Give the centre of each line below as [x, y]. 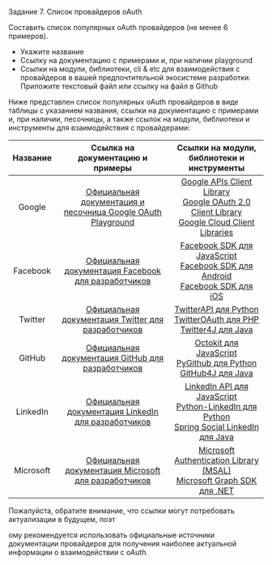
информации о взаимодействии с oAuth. [78, 552]
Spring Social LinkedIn [216, 427]
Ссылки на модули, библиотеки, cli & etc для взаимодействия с [130, 69]
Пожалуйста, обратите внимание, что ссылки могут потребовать [121, 511]
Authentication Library [216, 460]
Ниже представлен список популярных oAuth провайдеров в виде [123, 102]
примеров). [28, 36]
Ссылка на [113, 148]
